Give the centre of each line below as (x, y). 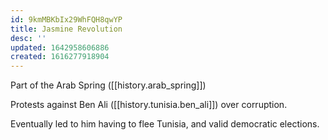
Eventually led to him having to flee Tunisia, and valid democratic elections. (165, 124)
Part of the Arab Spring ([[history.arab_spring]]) (108, 85)
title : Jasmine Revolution (66, 29)
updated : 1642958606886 (60, 47)
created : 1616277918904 (60, 57)
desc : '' (28, 38)
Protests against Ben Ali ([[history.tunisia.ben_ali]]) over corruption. (149, 105)
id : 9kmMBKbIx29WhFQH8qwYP (66, 19)
